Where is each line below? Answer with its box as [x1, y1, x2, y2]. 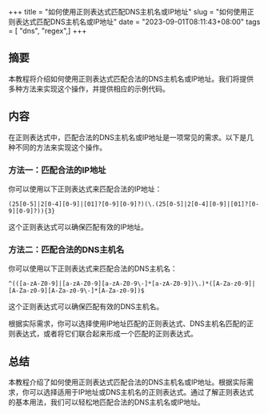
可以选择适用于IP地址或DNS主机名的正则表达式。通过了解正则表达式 [29, 388, 254, 397]
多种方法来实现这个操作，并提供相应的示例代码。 [8, 83, 170, 94]
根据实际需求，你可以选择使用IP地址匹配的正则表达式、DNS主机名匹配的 [8, 319, 247, 328]
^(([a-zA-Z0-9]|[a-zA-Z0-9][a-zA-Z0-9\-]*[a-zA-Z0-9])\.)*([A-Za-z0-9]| [8, 279, 256, 288]
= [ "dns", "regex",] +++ [8, 26, 87, 35]
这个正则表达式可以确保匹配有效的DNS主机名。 [8, 302, 164, 312]
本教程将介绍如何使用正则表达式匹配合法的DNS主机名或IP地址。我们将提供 [8, 74, 254, 83]
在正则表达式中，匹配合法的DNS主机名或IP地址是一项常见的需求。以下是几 [8, 132, 254, 142]
